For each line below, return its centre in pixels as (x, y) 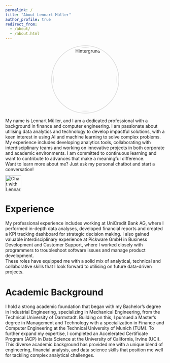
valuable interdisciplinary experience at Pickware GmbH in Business (76, 239)
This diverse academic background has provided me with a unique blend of (84, 344)
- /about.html (25, 34)
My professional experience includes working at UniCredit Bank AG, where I (84, 223)
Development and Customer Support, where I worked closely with (74, 244)
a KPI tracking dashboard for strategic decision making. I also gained (77, 234)
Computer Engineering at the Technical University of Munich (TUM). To (80, 328)
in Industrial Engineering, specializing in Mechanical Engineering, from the (83, 312)
